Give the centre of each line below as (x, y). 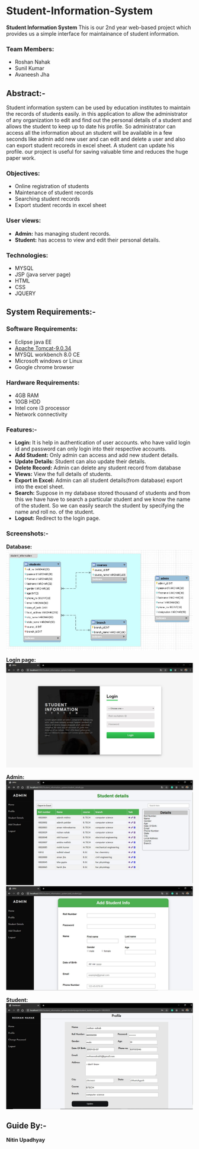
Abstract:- (26, 93)
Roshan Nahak (32, 62)
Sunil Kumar (29, 68)
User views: (24, 221)
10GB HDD (28, 401)
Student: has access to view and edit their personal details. (87, 240)
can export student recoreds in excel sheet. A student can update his (90, 145)
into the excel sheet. (39, 487)
